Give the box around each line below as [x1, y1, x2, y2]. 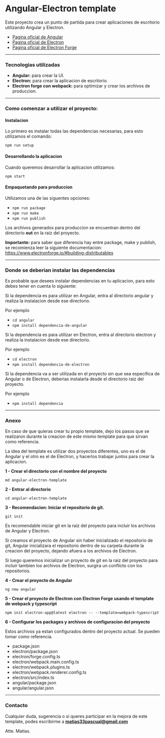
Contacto [5, 702, 28, 709]
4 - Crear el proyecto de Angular [5, 578, 73, 584]
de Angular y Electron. [5, 528, 51, 534]
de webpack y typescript [5, 601, 57, 607]
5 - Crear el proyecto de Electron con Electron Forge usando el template [5, 596, 154, 602]
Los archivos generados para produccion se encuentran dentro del [5, 224, 141, 230]
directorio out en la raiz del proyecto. [5, 230, 80, 236]
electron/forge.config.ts [12, 654, 60, 660]
